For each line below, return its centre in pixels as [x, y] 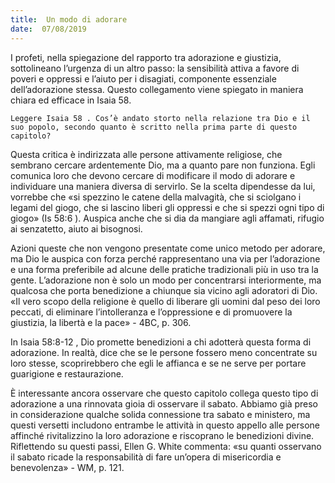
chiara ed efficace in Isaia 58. [71, 100]
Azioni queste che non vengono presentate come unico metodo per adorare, [168, 248]
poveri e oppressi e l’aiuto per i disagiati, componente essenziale [143, 78]
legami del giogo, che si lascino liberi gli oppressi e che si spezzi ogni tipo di [167, 207]
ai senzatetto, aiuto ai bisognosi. [76, 228]
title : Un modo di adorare [69, 19]
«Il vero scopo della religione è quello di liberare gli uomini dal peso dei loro [165, 301]
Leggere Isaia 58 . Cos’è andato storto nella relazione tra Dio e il [160, 118]
